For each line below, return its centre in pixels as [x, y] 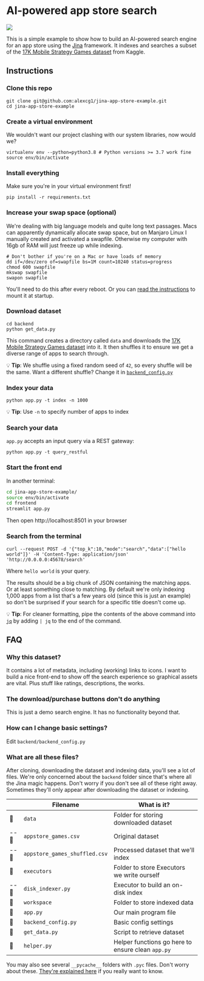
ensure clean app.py [142, 950]
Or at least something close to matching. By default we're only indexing [96, 589]
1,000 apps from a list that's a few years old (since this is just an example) [99, 595]
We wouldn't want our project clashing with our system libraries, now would [101, 134]
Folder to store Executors [149, 868]
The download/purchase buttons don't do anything [83, 699]
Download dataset [34, 311]
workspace [38, 902]
